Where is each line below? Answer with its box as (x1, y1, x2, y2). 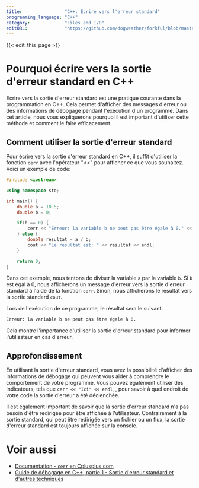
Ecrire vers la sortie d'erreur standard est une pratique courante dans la (6, 94, 181, 102)
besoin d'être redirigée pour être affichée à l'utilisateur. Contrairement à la (6, 410, 187, 417)
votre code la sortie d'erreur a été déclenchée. (6, 392, 120, 399)
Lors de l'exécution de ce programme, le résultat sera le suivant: (6, 305, 163, 312)
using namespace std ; (6, 188, 60, 194)
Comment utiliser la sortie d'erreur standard (6, 137, 172, 147)
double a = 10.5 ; (17, 204, 60, 210)
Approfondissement (6, 351, 82, 361)
